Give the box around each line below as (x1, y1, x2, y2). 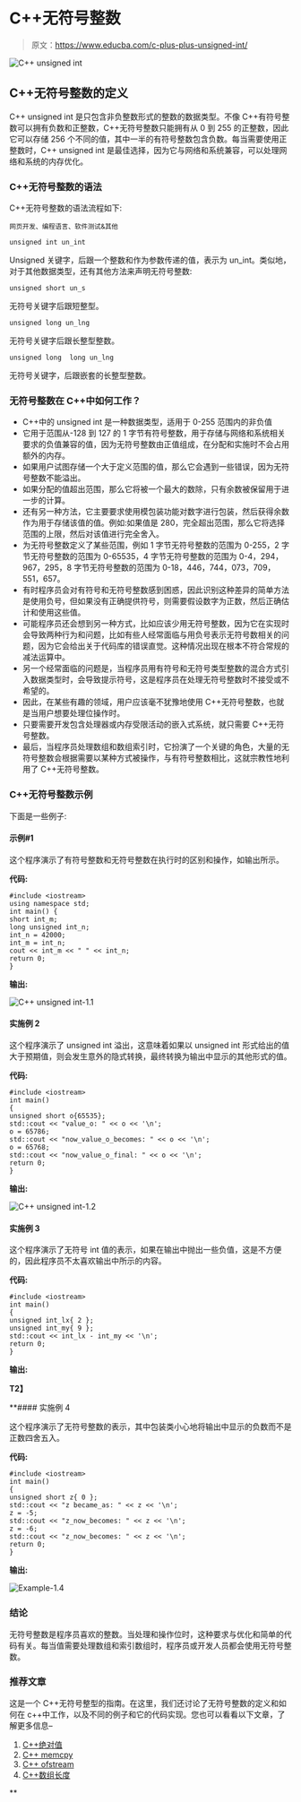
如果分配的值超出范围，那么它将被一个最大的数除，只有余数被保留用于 (21, 484, 282, 495)
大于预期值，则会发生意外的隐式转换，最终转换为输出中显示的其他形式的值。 (9, 1051, 292, 1062)
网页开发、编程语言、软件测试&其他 (9, 222, 119, 231)
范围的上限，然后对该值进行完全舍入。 (21, 529, 164, 539)
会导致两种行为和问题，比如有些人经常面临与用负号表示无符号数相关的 (21, 629, 282, 641)
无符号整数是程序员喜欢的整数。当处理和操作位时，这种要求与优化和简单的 (9, 1628, 284, 1640)
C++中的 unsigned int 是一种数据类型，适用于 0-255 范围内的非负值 (21, 417, 273, 427)
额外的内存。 (21, 450, 70, 461)
